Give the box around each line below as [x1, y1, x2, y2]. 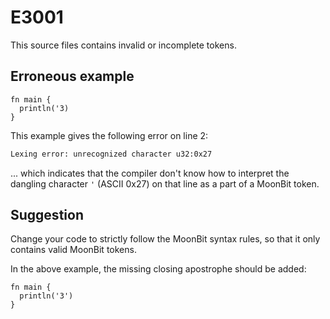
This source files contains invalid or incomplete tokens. [10, 39, 237, 51]
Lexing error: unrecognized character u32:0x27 [10, 149, 213, 159]
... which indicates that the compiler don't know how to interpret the [10, 167, 290, 179]
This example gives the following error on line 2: [10, 129, 209, 141]
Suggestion [10, 207, 84, 224]
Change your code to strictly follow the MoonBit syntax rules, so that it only [10, 233, 321, 245]
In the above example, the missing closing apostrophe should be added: [10, 263, 307, 275]
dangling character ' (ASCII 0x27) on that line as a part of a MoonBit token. [10, 177, 320, 190]
